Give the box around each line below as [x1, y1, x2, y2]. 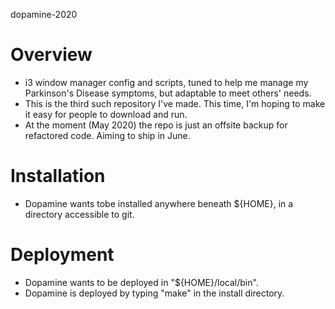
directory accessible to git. [24, 208, 135, 220]
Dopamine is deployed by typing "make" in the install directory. [24, 287, 285, 299]
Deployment [10, 244, 115, 266]
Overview [10, 44, 93, 66]
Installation [10, 165, 106, 188]
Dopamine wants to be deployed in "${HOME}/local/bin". [24, 276, 259, 288]
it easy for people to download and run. [24, 108, 188, 120]
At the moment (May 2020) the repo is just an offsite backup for [24, 119, 288, 131]
